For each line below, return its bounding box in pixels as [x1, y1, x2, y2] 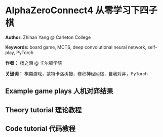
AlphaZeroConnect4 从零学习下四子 [5, 5, 158, 16]
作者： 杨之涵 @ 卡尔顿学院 [5, 60, 62, 66]
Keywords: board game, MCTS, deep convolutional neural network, [5, 44, 147, 50]
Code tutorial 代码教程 [5, 124, 76, 133]
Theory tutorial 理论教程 [5, 106, 82, 114]
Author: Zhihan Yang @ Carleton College [5, 34, 91, 40]
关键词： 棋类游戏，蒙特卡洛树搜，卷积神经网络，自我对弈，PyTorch [5, 70, 148, 76]
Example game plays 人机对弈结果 [5, 87, 113, 96]
